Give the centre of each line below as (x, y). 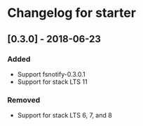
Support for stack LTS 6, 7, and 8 (64, 115)
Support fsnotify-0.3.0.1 (51, 74)
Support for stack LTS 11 (52, 82)
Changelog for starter (72, 13)
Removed (24, 100)
